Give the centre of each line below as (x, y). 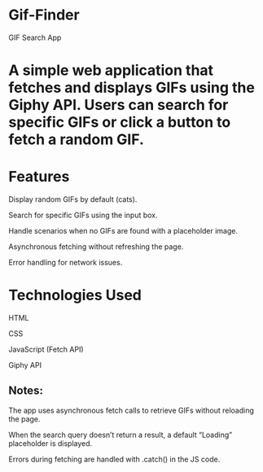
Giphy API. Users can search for (118, 105)
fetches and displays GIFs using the (131, 88)
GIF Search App (35, 37)
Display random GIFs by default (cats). (73, 199)
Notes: (26, 391)
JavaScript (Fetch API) (46, 349)
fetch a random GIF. (77, 140)
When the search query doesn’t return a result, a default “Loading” (121, 435)
